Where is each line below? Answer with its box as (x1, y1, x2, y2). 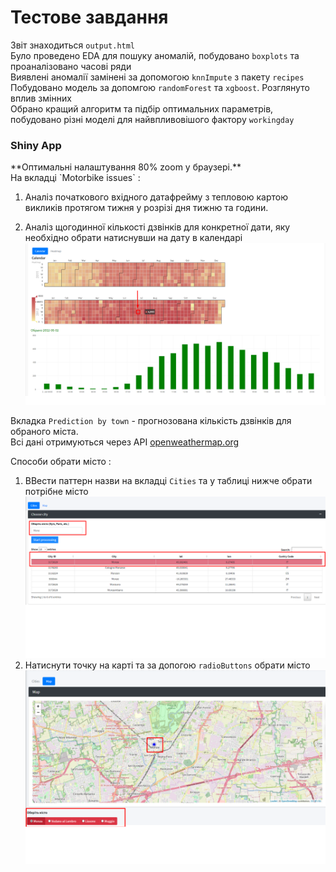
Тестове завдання (10, 6, 169, 29)
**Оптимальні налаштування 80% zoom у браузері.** (10, 161, 242, 173)
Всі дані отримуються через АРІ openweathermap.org (10, 436, 240, 448)
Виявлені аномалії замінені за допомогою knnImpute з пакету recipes (10, 71, 305, 83)
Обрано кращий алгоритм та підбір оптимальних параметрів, (10, 102, 274, 115)
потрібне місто (24, 485, 89, 497)
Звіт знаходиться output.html (10, 39, 136, 51)
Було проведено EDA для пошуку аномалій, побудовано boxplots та (10, 49, 300, 61)
